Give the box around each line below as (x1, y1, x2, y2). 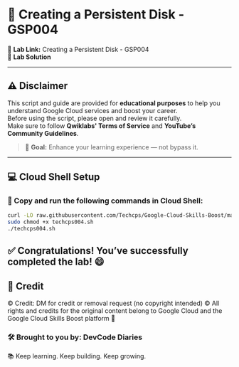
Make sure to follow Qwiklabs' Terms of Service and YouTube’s (7, 121, 196, 130)
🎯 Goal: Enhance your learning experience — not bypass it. (24, 142, 198, 151)
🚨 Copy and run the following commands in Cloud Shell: (7, 196, 203, 206)
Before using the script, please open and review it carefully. (7, 114, 182, 122)
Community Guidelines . (7, 129, 79, 137)
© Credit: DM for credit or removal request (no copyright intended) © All (7, 299, 220, 308)
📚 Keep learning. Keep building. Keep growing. (7, 351, 147, 360)
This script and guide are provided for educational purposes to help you (7, 99, 221, 107)
